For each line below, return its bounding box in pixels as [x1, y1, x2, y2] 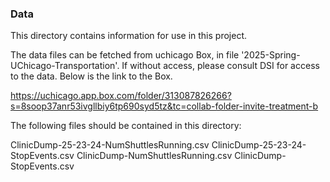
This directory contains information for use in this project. [10, 30, 247, 42]
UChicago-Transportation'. [10, 60, 120, 72]
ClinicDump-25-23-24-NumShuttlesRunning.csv [10, 139, 210, 151]
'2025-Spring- [241, 49, 301, 61]
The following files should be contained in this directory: [10, 120, 242, 132]
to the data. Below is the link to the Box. [10, 70, 173, 82]
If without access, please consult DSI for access [121, 60, 320, 72]
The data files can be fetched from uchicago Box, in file [10, 49, 240, 61]
